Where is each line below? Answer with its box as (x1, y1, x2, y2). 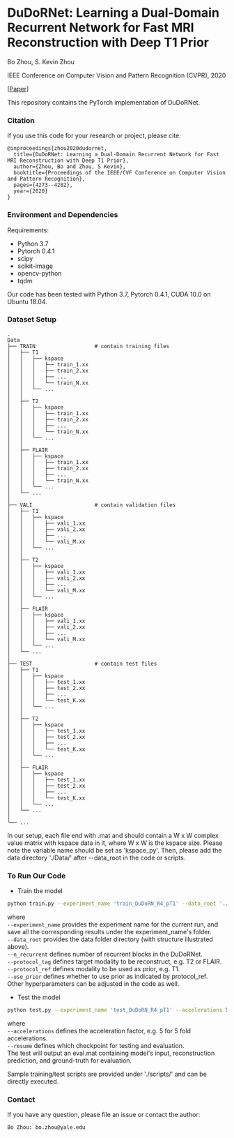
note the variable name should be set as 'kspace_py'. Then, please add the (7, 846, 222, 854)
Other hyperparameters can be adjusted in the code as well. (7, 980, 180, 988)
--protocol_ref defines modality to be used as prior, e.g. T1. (7, 965, 180, 973)
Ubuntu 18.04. (7, 297, 47, 306)
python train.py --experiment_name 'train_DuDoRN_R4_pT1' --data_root (7, 900, 217, 908)
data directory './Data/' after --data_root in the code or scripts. (7, 853, 186, 862)
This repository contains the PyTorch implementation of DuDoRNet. (7, 98, 201, 106)
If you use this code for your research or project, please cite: (7, 131, 181, 140)
